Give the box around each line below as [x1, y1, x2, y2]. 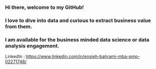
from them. [5, 23, 32, 30]
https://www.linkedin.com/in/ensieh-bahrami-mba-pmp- [26, 53, 140, 60]
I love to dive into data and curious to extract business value [5, 17, 151, 23]
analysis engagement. [5, 42, 60, 49]
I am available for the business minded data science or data [5, 36, 150, 43]
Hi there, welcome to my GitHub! [5, 4, 84, 11]
